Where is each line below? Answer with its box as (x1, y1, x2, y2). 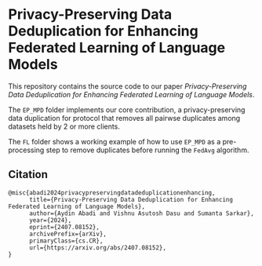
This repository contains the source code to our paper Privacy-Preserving (8, 81, 247, 91)
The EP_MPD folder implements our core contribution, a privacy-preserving (8, 104, 246, 115)
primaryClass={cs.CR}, (28, 237, 104, 245)
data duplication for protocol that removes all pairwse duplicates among (8, 113, 241, 122)
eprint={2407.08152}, (28, 223, 100, 231)
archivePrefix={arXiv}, (28, 230, 107, 238)
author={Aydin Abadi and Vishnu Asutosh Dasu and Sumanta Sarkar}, (28, 210, 255, 217)
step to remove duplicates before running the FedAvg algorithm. (45, 145, 249, 155)
